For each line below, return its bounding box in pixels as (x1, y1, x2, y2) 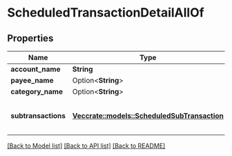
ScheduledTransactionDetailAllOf (7, 5, 205, 21)
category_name (10, 87, 64, 96)
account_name (10, 64, 61, 74)
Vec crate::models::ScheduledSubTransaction (72, 111, 224, 120)
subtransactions (10, 111, 66, 120)
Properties (7, 32, 54, 44)
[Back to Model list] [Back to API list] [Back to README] (7, 142, 166, 150)
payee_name (10, 76, 54, 85)
